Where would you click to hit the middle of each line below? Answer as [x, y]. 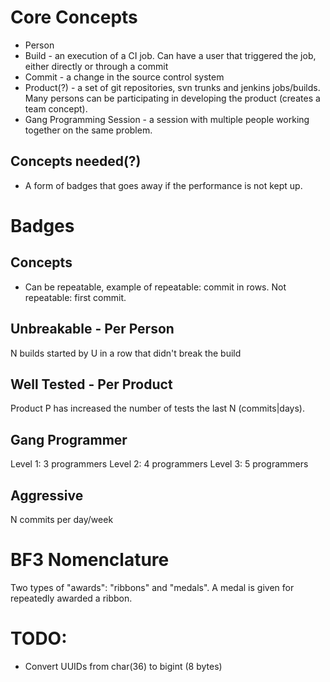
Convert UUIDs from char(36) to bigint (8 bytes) [123, 666]
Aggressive [47, 495]
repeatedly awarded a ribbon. [71, 598]
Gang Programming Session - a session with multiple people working [167, 119]
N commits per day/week [62, 519]
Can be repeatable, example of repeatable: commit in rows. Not [155, 287]
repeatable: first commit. [75, 297]
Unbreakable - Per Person [92, 329]
